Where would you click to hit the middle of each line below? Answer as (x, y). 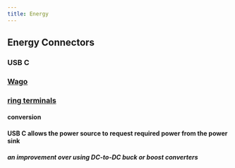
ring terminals (32, 100)
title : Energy (28, 14)
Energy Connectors (51, 43)
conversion (24, 117)
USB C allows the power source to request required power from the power (117, 133)
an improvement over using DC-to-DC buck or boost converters (103, 157)
